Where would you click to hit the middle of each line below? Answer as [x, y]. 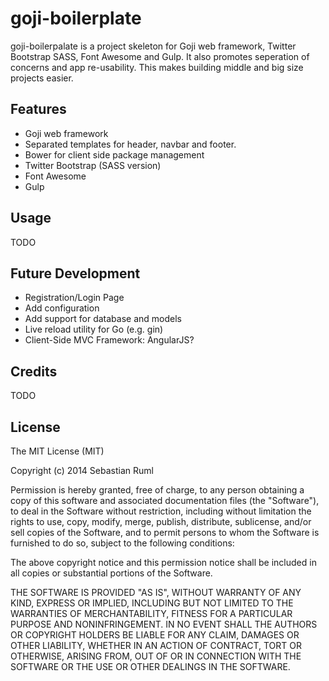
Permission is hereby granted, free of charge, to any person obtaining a [157, 490]
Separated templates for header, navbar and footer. [130, 144]
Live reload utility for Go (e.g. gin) [94, 329]
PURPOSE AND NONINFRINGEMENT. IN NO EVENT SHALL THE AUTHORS [164, 624]
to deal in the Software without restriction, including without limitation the [161, 511]
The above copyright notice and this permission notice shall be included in [163, 562]
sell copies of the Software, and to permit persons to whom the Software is [165, 532]
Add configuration [62, 308]
